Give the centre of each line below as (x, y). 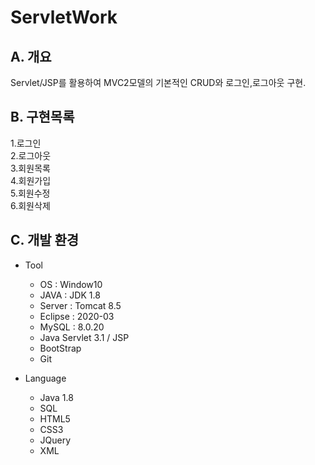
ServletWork (64, 17)
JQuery (55, 440)
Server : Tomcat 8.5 (80, 305)
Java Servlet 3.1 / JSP (84, 337)
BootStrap (60, 348)
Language (45, 378)
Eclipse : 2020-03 (77, 316)
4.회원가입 (31, 180)
